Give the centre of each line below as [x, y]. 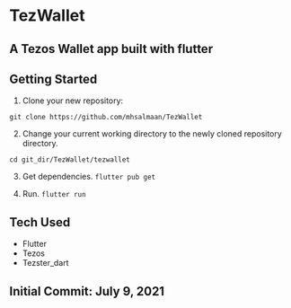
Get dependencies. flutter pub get [88, 177]
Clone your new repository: [73, 101]
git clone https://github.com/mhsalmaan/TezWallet [106, 118]
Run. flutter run [54, 194]
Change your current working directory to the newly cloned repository [152, 134]
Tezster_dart [45, 263]
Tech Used [40, 222]
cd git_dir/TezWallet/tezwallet [70, 160]
